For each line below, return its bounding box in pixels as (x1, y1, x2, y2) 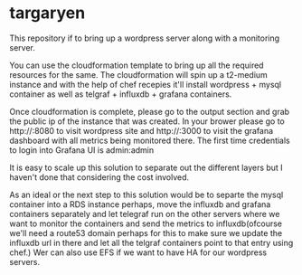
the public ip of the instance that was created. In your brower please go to (9, 116, 285, 127)
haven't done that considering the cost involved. (9, 171, 190, 183)
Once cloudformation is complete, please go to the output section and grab (9, 106, 290, 117)
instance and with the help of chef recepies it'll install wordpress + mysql (9, 79, 282, 90)
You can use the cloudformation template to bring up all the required (9, 60, 264, 71)
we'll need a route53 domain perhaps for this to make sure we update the (9, 227, 283, 238)
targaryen (9, 3, 86, 24)
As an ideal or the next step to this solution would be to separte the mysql (9, 189, 284, 200)
